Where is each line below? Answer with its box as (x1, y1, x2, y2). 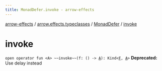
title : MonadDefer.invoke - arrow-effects (5, 7, 94, 12)
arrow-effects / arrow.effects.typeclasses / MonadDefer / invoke (5, 21, 137, 27)
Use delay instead (5, 60, 42, 66)
